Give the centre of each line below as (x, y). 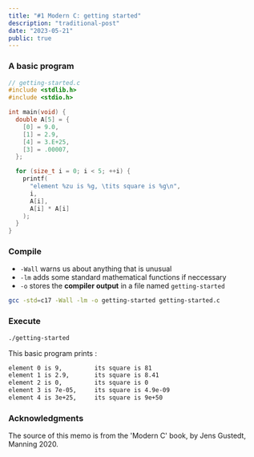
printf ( (35, 179)
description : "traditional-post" (64, 23)
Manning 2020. (33, 444)
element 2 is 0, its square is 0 (79, 383)
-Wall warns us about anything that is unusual (96, 269)
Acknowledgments (46, 418)
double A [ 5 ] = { (42, 120)
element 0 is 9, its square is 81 (80, 368)
